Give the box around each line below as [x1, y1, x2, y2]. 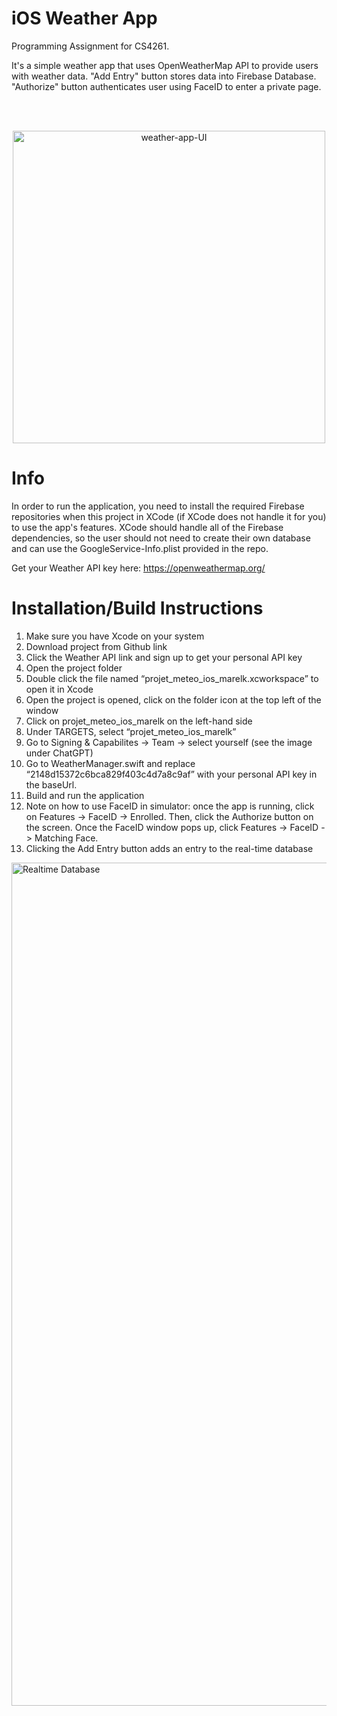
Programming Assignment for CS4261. [11, 40, 170, 52]
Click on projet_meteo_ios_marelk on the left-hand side [25, 715, 253, 727]
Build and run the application [25, 789, 145, 801]
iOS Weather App [11, 7, 158, 30]
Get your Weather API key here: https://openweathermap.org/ [11, 562, 266, 574]
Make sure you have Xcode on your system [25, 630, 205, 642]
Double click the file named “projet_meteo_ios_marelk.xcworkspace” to [25, 672, 319, 684]
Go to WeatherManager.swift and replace [25, 757, 196, 769]
